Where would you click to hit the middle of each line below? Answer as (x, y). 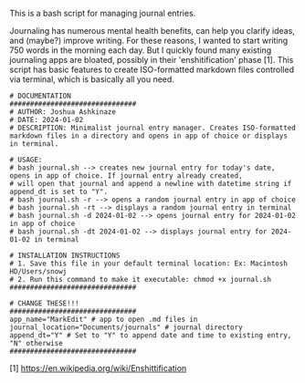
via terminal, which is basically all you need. (92, 79)
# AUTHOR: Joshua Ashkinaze (63, 112)
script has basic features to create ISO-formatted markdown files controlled (152, 69)
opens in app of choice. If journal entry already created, (126, 176)
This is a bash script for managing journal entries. (103, 13)
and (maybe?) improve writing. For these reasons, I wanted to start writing (149, 41)
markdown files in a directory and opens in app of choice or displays (148, 136)
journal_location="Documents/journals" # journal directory (126, 327)
